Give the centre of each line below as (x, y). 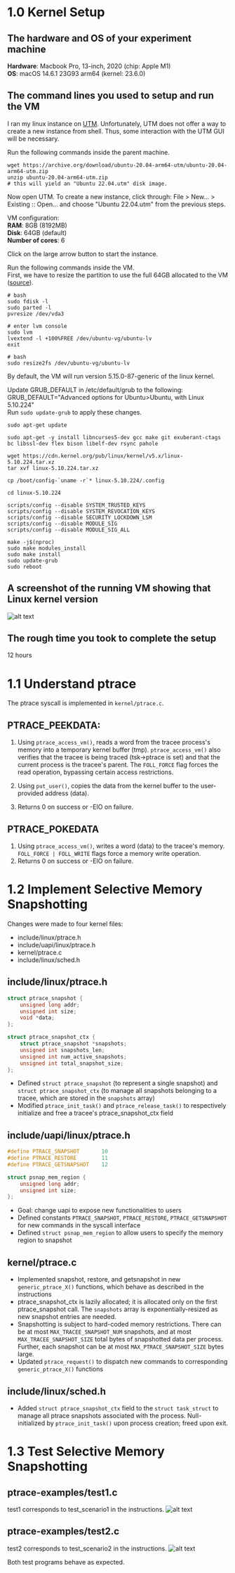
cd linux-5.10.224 (34, 493)
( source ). (20, 282)
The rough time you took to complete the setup (112, 639)
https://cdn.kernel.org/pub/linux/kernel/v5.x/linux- (103, 456)
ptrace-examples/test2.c (63, 1531)
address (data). (67, 793)
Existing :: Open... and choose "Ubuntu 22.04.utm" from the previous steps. (116, 204)
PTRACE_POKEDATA (53, 829)
